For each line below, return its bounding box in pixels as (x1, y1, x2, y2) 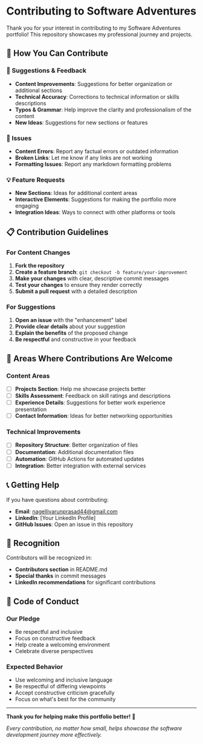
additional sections (14, 87, 62, 94)
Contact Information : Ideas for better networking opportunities (14, 412, 173, 420)
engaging (14, 202, 39, 209)
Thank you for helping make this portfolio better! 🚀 (6, 713, 136, 720)
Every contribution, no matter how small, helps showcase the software (6, 725, 182, 732)
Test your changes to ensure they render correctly (14, 281, 142, 288)
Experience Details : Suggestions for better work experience (14, 399, 166, 406)
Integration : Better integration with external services (14, 462, 146, 469)
